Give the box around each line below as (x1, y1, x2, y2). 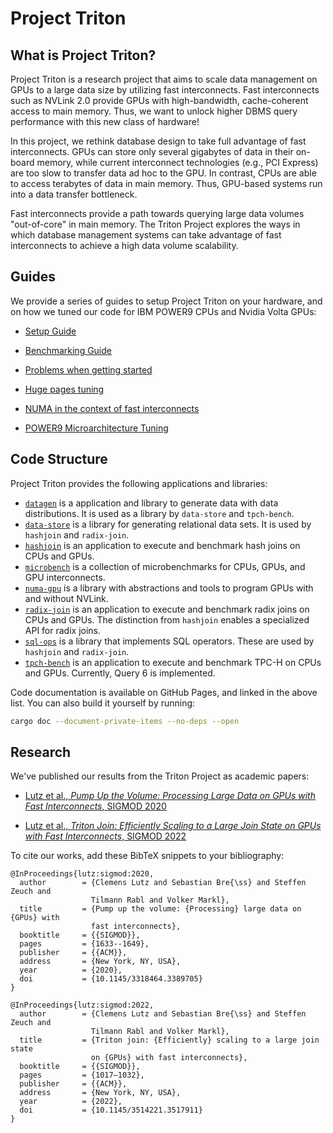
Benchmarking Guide (24, 344, 112, 356)
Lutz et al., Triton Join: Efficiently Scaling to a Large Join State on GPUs (24, 820, 322, 832)
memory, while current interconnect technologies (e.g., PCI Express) (36, 157, 319, 168)
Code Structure (10, 451, 108, 468)
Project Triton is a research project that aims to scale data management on (10, 73, 318, 85)
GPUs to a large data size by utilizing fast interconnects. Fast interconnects (10, 84, 320, 96)
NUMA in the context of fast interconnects (24, 402, 200, 414)
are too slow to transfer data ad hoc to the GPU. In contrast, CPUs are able (10, 167, 317, 179)
